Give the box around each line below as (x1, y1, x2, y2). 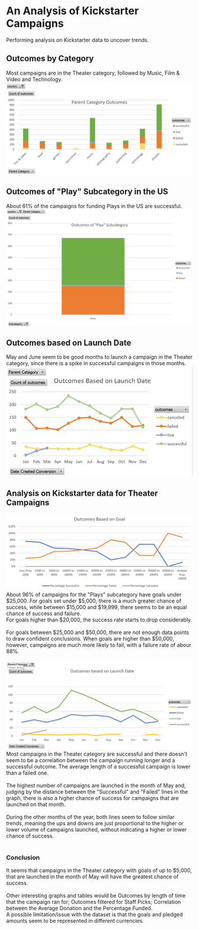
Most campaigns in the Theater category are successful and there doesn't (6, 750, 188, 757)
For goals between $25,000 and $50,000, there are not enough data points (6, 629, 190, 636)
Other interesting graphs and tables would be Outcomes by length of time (6, 892, 186, 899)
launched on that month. (6, 801, 66, 808)
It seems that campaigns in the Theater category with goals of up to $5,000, (6, 867, 192, 874)
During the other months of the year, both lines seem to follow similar (6, 813, 175, 820)
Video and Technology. (6, 75, 63, 82)
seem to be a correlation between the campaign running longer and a (6, 756, 176, 763)
